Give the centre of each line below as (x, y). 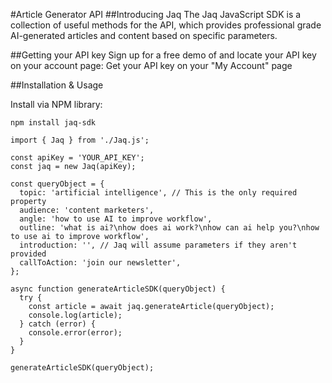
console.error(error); (75, 333)
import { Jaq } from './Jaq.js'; (80, 140)
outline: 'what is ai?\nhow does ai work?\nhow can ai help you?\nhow (169, 228)
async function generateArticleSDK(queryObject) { (118, 289)
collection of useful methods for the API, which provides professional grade (166, 25)
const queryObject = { (57, 184)
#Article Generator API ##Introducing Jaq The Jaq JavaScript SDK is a (156, 14)
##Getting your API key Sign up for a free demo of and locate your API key (163, 55)
